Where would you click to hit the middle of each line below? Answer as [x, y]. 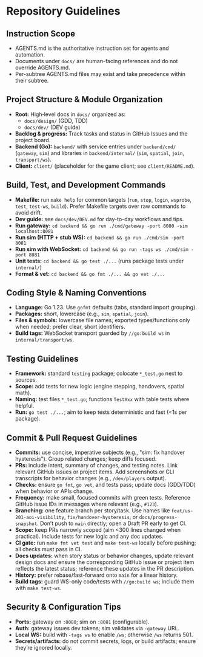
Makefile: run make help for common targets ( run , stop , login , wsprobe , [103, 199]
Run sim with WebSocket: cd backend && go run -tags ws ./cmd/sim [102, 249]
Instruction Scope [41, 34]
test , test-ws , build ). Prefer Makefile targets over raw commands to [100, 206]
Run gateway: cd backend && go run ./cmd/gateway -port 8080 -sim [101, 225]
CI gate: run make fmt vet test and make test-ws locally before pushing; [105, 543]
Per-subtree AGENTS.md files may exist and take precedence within [100, 74]
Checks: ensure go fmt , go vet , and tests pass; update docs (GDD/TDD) [105, 485]
